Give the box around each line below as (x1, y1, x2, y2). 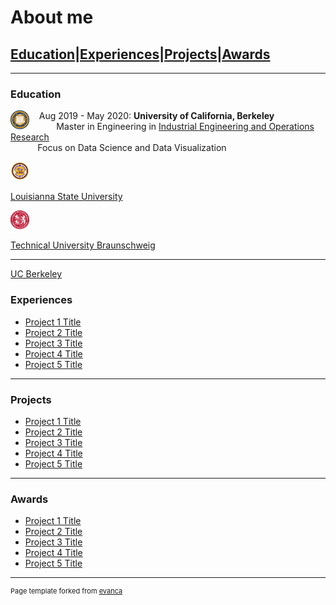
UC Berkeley (10, 268, 63, 280)
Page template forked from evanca (10, 586, 123, 596)
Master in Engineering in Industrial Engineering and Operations (56, 121, 315, 133)
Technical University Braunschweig (10, 239, 156, 251)
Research (10, 131, 50, 143)
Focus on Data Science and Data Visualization (37, 142, 227, 154)
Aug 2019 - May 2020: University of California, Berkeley (38, 110, 275, 122)
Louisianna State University (10, 191, 123, 203)
